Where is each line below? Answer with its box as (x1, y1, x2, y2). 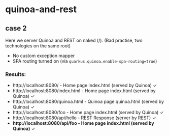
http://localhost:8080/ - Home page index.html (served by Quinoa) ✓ (12, 83, 157, 89)
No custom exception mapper (12, 52, 75, 59)
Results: (5, 70, 26, 77)
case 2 (5, 24, 27, 33)
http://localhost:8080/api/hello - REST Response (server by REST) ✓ (12, 115, 156, 121)
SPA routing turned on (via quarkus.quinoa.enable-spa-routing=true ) (12, 58, 157, 64)
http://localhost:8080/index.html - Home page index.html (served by (12, 88, 156, 94)
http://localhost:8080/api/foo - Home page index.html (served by (12, 120, 154, 126)
